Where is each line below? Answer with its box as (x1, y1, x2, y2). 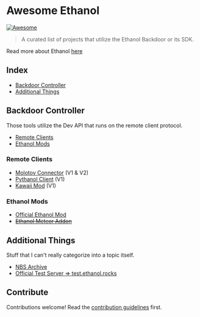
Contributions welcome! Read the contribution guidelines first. (6, 303, 162, 311)
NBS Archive (15, 263, 48, 270)
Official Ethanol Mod (15, 211, 67, 218)
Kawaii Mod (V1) (15, 182, 57, 189)
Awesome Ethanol (6, 4, 100, 18)
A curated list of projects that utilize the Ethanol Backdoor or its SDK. (21, 35, 194, 43)
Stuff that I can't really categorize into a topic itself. (6, 251, 135, 258)
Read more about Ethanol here (6, 47, 83, 55)
